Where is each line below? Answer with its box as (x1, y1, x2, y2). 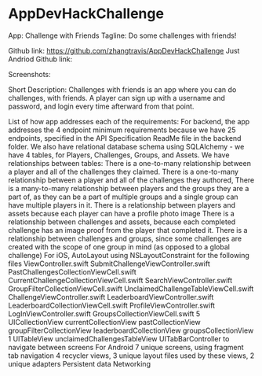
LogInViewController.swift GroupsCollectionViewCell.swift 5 (8, 308, 201, 319)
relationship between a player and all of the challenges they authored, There (8, 175, 255, 185)
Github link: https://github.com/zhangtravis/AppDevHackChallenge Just (8, 46, 240, 55)
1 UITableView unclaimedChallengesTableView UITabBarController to (8, 334, 230, 343)
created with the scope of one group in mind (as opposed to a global (8, 241, 230, 252)
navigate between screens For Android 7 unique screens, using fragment (8, 342, 245, 352)
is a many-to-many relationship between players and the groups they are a (8, 183, 249, 193)
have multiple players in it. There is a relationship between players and (8, 200, 236, 209)
